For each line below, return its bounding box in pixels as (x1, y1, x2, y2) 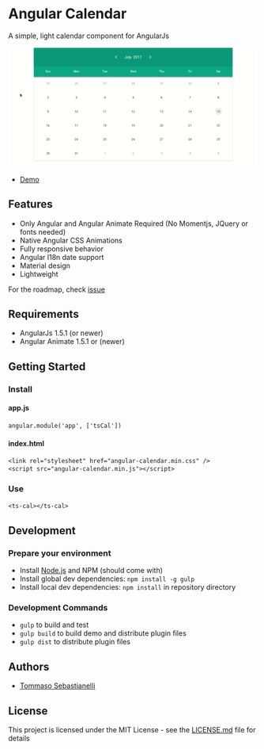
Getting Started (8, 360, 86, 373)
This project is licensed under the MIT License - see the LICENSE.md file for (8, 725, 256, 735)
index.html (8, 438, 45, 448)
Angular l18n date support (19, 252, 104, 262)
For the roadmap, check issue (8, 285, 105, 294)
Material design (19, 261, 71, 270)
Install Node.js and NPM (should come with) (19, 566, 164, 575)
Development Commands (8, 602, 108, 613)
